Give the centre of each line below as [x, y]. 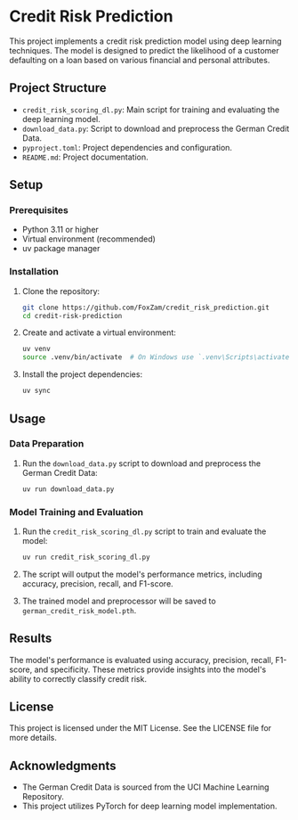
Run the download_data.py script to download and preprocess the [141, 463]
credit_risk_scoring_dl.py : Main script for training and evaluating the [151, 110]
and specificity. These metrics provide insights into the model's [150, 669]
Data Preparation [47, 444]
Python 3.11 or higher [60, 230]
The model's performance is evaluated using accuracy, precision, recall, [141, 660]
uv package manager [61, 249]
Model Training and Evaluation [77, 512]
